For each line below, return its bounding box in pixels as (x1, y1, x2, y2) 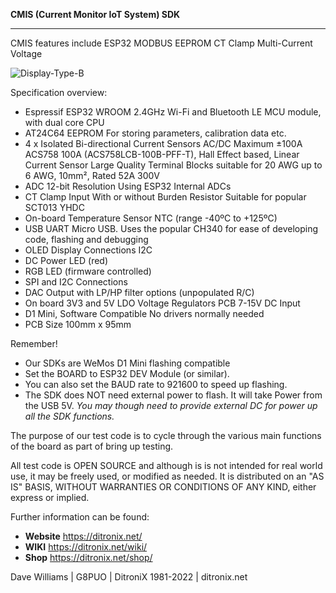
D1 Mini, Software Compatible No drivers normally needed (24, 308, 265, 319)
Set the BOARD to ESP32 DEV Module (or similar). (24, 368, 230, 379)
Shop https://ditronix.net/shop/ (24, 552, 153, 563)
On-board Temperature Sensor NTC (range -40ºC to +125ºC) (24, 212, 278, 224)
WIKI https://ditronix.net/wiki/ (24, 541, 148, 553)
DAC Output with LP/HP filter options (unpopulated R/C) (24, 287, 255, 298)
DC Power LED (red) (24, 255, 109, 266)
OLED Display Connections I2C (24, 244, 153, 256)
